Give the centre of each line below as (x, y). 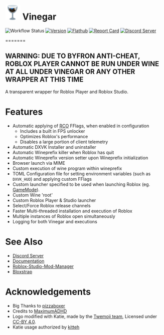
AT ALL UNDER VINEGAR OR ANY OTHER (70, 72)
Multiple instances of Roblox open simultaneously (64, 216)
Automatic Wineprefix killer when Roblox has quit (63, 152)
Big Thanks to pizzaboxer (39, 305)
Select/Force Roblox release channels (52, 205)
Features (24, 112)
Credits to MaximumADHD (40, 311)
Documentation (28, 261)
